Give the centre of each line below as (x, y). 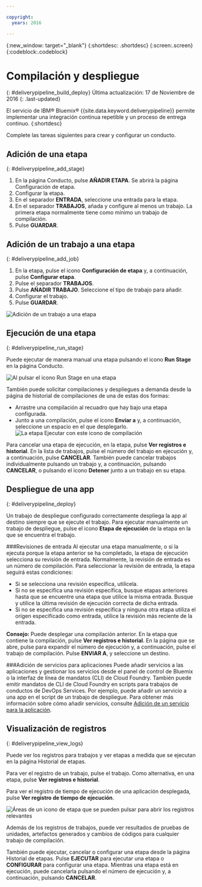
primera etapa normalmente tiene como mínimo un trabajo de (91, 212)
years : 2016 (27, 23)
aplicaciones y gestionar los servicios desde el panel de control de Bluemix (100, 671)
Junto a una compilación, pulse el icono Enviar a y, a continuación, (98, 420)
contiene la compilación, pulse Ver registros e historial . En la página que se (100, 640)
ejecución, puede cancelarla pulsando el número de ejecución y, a (89, 871)
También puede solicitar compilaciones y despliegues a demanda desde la (99, 389)
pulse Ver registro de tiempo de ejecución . (60, 798)
